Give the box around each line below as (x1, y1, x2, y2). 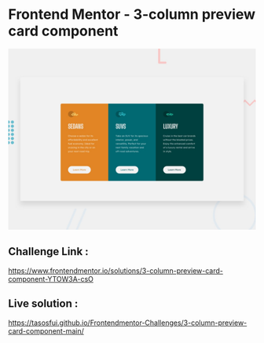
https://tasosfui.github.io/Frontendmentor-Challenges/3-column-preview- (8, 318, 247, 327)
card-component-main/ (8, 326, 84, 335)
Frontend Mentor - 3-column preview (8, 5, 256, 24)
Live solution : (8, 297, 79, 311)
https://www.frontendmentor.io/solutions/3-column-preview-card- (8, 265, 224, 275)
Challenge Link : (8, 245, 89, 258)
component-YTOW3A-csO (8, 274, 94, 283)
